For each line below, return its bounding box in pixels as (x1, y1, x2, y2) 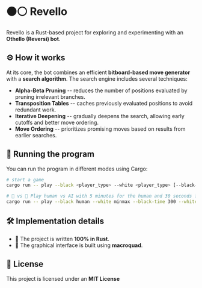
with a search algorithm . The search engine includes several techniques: (6, 75, 188, 82)
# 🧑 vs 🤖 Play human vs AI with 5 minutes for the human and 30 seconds (6, 193, 192, 199)
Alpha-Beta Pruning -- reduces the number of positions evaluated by (14, 87, 188, 94)
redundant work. (14, 106, 57, 113)
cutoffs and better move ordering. (14, 119, 99, 126)
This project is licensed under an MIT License (6, 275, 120, 282)
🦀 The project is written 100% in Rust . (14, 235, 109, 242)
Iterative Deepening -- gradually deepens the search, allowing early (14, 112, 185, 119)
